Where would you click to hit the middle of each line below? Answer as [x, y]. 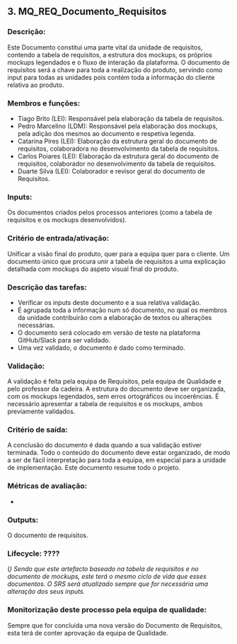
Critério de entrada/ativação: [58, 238]
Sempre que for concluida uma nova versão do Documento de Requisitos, [115, 625]
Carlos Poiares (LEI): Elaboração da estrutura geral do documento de [118, 156]
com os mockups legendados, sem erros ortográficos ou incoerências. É [113, 396]
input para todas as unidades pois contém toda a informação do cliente [111, 77]
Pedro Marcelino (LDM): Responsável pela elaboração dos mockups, [117, 126]
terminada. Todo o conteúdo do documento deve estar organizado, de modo [119, 453]
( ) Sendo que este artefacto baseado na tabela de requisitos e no [103, 569]
